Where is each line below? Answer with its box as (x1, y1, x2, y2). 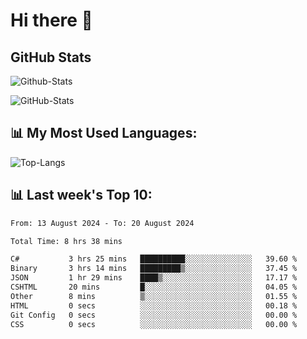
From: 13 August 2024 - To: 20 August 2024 (10, 218, 195, 228)
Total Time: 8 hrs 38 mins (10, 236, 123, 246)
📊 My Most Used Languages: (10, 125, 198, 142)
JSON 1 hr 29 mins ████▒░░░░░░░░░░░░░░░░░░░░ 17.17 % (10, 273, 298, 283)
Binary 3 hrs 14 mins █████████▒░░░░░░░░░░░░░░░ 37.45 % (10, 264, 298, 274)
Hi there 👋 (10, 9, 93, 32)
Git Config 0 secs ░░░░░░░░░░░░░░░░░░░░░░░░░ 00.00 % (10, 310, 298, 320)
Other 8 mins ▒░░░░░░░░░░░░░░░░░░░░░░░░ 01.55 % (10, 291, 298, 301)
